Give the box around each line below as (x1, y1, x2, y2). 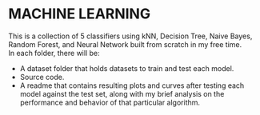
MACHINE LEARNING (8, 5, 150, 23)
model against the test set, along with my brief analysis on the (19, 89, 225, 98)
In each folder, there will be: (8, 48, 100, 57)
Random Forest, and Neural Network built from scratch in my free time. (8, 39, 242, 49)
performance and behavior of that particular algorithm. (19, 97, 201, 107)
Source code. (19, 72, 65, 81)
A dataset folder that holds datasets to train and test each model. (19, 63, 234, 73)
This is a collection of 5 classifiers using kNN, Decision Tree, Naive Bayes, (8, 31, 253, 41)
